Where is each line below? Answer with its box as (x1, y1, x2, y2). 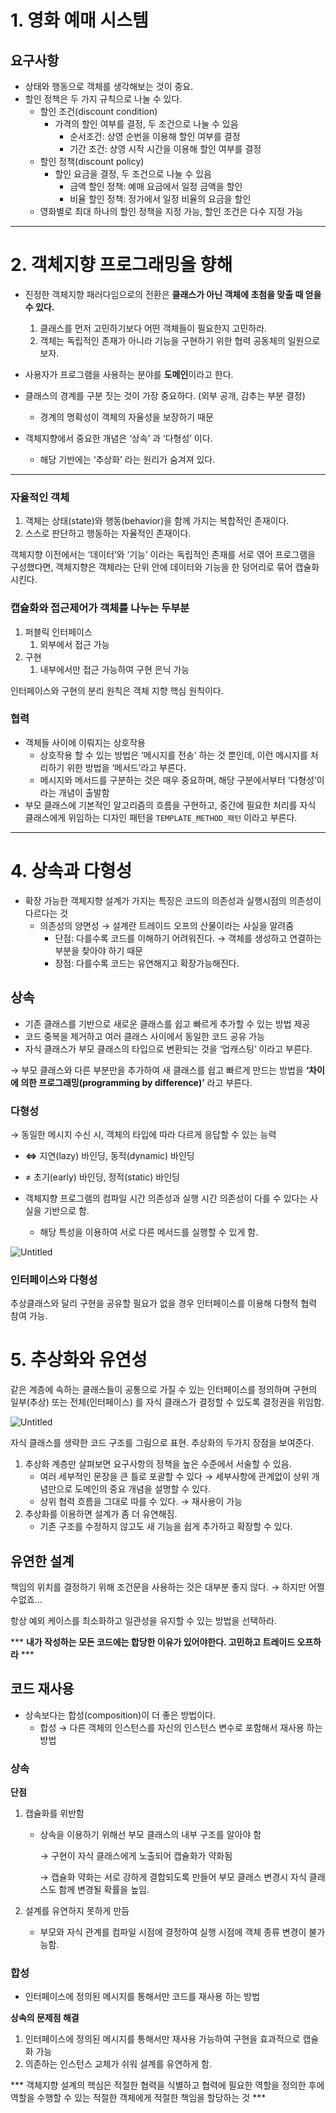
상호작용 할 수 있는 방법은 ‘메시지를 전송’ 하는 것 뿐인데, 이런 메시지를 (39, 749, 308, 761)
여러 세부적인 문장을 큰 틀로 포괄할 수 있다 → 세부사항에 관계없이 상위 (39, 1471, 310, 1483)
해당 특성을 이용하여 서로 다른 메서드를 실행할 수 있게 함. (39, 1226, 259, 1238)
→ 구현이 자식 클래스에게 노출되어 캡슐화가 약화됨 (39, 1850, 233, 1862)
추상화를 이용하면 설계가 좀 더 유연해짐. (24, 1508, 178, 1520)
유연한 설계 (10, 1552, 75, 1570)
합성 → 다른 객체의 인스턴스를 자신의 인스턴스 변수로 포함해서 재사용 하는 (39, 1721, 323, 1733)
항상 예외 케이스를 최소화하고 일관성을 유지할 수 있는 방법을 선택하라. (10, 1614, 277, 1626)
